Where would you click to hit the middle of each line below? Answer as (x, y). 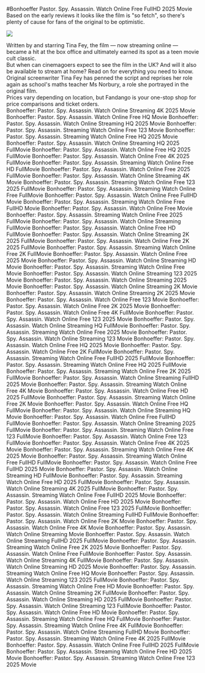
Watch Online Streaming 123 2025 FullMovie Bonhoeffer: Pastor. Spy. (93, 580)
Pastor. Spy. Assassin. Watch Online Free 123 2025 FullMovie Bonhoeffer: (99, 508)
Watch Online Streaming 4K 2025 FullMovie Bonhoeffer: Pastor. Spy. (92, 488)
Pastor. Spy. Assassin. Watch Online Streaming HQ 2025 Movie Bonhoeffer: (102, 123)
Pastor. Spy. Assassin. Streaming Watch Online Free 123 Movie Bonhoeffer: (101, 130)
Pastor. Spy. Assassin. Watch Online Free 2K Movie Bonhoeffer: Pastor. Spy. (102, 521)
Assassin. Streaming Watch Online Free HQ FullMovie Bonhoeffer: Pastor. (99, 619)
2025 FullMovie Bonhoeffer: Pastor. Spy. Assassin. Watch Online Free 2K (98, 241)
